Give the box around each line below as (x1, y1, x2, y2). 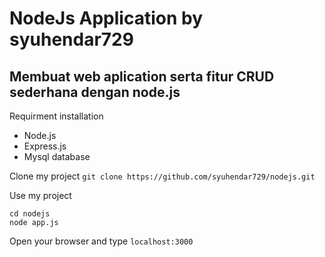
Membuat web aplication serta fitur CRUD (9, 68, 275, 85)
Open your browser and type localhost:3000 (9, 235, 194, 247)
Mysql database (23, 151, 91, 162)
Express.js (23, 140, 67, 152)
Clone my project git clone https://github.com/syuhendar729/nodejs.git (9, 170, 316, 182)
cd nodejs (9, 209, 51, 219)
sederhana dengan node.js (9, 83, 181, 101)
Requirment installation (9, 110, 104, 122)
